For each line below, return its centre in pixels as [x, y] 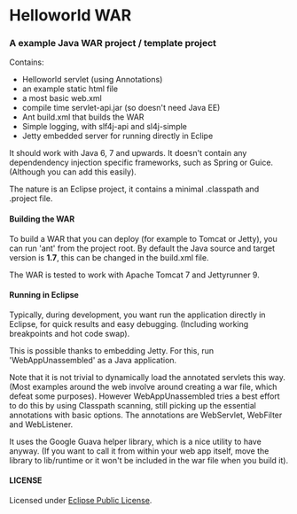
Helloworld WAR [70, 16]
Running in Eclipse [44, 295]
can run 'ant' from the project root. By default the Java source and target [142, 248]
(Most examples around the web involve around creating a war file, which [143, 386]
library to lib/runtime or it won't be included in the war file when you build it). [149, 460]
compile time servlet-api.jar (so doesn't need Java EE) [121, 108]
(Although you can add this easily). [73, 172]
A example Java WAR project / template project [113, 43]
